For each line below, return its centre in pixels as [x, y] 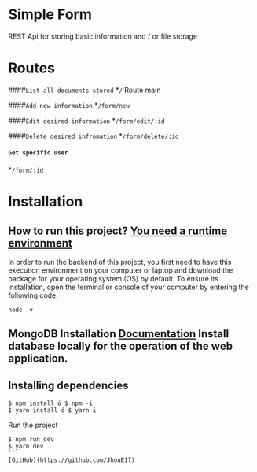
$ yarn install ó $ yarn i [52, 411]
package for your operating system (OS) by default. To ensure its [113, 279]
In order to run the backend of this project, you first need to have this [120, 262]
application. [38, 359]
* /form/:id [26, 170]
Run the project [33, 425]
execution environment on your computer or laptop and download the [121, 270]
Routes [31, 68]
